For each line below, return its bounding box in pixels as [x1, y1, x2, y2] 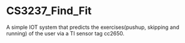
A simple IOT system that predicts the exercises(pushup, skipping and [6, 24, 180, 31]
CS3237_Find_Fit [6, 4, 92, 18]
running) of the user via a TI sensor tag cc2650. [6, 29, 125, 37]
